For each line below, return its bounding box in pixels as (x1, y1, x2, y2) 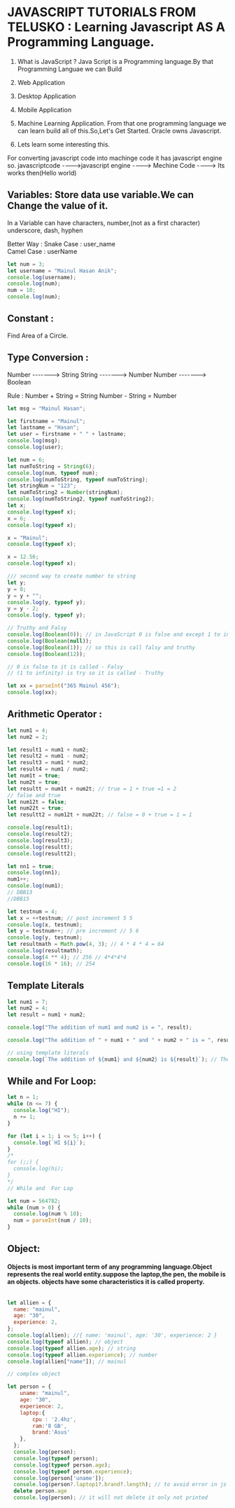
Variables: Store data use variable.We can (7, 189, 194, 201)
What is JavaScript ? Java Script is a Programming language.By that (17, 57, 213, 65)
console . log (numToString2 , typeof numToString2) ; (7, 495, 155, 502)
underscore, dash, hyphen (7, 226, 83, 234)
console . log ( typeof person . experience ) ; (13, 1468, 133, 1475)
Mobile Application (17, 105, 72, 114)
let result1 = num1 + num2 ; (7, 746, 90, 753)
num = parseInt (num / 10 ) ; (13, 1217, 92, 1225)
